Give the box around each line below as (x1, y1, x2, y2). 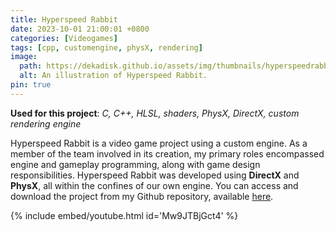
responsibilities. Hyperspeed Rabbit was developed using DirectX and (10, 169, 300, 181)
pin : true (10, 80, 52, 90)
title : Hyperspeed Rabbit (10, 14, 118, 25)
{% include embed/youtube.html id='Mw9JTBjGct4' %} (10, 209, 239, 221)
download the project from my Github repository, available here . (10, 190, 274, 202)
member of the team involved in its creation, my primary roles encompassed (10, 147, 325, 160)
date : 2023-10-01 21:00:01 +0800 (10, 24, 150, 34)
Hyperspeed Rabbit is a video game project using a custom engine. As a (10, 137, 308, 149)
